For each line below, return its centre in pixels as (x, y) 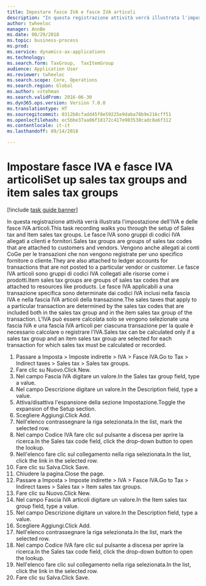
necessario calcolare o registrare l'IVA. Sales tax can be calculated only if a (101, 332)
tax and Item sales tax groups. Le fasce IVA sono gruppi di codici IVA (94, 234)
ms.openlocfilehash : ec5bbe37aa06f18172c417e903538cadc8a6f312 (89, 120)
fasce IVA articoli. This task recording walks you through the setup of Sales (101, 228)
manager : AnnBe (26, 29)
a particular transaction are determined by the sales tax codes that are (95, 306)
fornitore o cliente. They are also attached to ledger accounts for (87, 260)
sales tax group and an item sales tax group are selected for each (89, 338)
